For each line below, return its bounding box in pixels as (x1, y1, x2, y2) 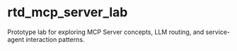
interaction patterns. (25, 35, 85, 43)
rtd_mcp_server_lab (7, 4, 128, 21)
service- (205, 28, 231, 36)
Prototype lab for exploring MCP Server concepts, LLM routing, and (7, 28, 204, 36)
